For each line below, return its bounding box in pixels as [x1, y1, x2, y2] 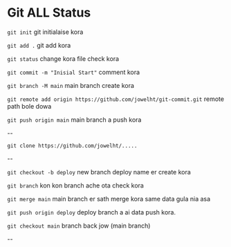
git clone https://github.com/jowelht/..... [7, 142, 138, 149]
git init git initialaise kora [7, 28, 84, 36]
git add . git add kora [7, 41, 71, 49]
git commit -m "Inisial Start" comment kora [7, 68, 140, 76]
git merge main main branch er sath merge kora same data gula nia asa [7, 194, 211, 203]
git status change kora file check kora [7, 54, 120, 63]
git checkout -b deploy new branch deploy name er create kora [7, 167, 192, 176]
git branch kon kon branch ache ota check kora [7, 181, 144, 190]
